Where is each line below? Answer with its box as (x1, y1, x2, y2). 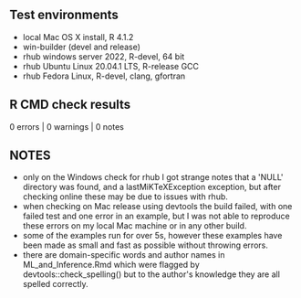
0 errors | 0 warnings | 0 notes (9, 121, 125, 132)
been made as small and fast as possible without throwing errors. (22, 239, 269, 250)
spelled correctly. (22, 279, 88, 290)
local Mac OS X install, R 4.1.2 (22, 31, 134, 42)
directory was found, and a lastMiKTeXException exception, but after (22, 182, 281, 193)
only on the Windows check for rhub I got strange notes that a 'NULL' (22, 172, 285, 183)
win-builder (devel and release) (22, 41, 141, 52)
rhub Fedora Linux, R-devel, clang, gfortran (22, 70, 186, 81)
